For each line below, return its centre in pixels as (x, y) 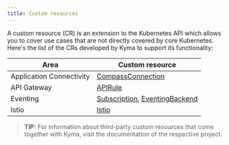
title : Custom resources (43, 13)
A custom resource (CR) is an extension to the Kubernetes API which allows (114, 33)
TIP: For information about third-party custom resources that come (119, 126)
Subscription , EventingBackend (147, 98)
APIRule (109, 87)
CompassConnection (131, 76)
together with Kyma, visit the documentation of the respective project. (123, 134)
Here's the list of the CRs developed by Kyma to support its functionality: (110, 47)
